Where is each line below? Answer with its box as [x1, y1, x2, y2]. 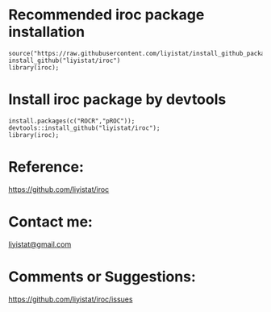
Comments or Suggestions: [8, 268, 196, 285]
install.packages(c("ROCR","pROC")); [8, 117, 135, 125]
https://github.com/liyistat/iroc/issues [8, 294, 133, 304]
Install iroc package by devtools [8, 90, 227, 109]
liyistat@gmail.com [8, 239, 72, 249]
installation [8, 23, 85, 41]
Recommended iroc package [8, 6, 205, 24]
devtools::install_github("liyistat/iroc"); [8, 123, 161, 132]
